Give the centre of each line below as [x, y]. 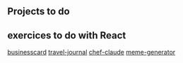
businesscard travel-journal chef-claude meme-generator [91, 52]
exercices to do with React [67, 35]
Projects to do [39, 12]
